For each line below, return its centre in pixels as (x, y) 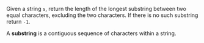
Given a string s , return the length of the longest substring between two (96, 9)
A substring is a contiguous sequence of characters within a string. (91, 33)
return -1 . (18, 21)
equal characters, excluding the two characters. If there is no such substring (102, 15)
